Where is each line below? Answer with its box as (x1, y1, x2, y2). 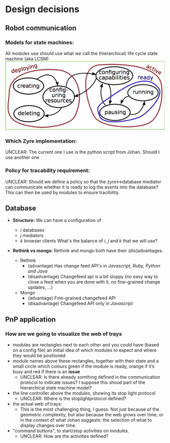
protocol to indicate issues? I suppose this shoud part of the (20, 379, 146, 385)
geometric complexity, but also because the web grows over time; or (20, 412, 163, 418)
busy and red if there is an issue (12, 369, 80, 375)
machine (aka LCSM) (5, 56, 49, 62)
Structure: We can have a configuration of (12, 217, 102, 224)
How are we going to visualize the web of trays (5, 330, 122, 337)
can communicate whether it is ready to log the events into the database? (5, 184, 158, 190)
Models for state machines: (5, 39, 74, 46)
